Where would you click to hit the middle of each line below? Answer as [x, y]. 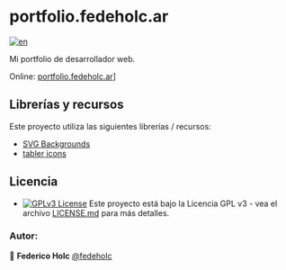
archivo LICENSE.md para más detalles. [96, 212]
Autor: [24, 236]
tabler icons [45, 153]
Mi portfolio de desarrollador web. [72, 58]
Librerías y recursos [67, 105]
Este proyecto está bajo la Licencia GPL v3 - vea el [183, 203]
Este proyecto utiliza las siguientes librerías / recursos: [110, 126]
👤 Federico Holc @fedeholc [61, 256]
